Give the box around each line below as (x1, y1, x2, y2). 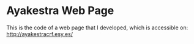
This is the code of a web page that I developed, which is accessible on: (6, 24, 188, 31)
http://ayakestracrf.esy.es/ (6, 30, 73, 37)
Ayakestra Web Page (6, 4, 114, 18)
